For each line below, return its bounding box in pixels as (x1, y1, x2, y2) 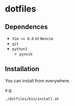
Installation (5, 65, 39, 73)
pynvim (19, 52, 33, 57)
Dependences (5, 23, 48, 31)
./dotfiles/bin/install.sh (5, 96, 59, 101)
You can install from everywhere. (5, 77, 71, 83)
